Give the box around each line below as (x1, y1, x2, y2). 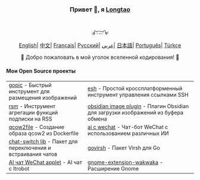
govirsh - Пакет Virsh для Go (87, 144, 161, 151)
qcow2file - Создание (8, 123, 64, 130)
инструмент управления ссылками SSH (87, 91, 189, 98)
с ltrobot (8, 165, 30, 172)
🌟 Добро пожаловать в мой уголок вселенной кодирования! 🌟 (20, 53, 180, 61)
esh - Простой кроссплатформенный (87, 84, 183, 91)
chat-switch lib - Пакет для (8, 138, 78, 145)
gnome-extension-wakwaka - (87, 159, 164, 166)
